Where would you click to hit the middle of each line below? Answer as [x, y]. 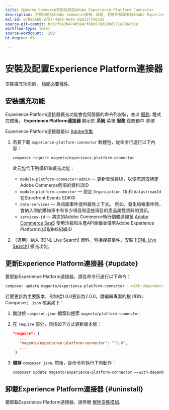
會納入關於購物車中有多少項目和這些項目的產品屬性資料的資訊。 [86, 210]
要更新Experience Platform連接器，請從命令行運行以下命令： [68, 277]
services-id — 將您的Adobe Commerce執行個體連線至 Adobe [84, 217]
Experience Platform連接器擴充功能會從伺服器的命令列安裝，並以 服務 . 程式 [83, 114]
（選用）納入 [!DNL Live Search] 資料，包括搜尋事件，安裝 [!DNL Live [84, 240]
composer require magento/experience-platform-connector [73, 158]
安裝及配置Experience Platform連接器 [84, 69]
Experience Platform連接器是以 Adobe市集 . [50, 131]
